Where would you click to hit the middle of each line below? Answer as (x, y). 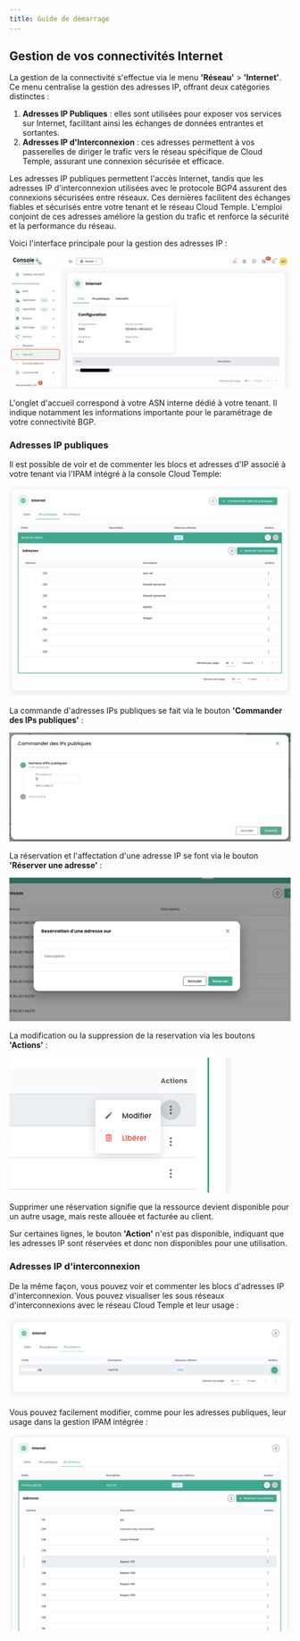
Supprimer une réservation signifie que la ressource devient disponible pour (149, 1207)
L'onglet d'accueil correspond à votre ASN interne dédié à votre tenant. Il (143, 403)
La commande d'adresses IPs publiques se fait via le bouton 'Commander (146, 711)
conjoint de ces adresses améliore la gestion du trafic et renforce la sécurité (150, 217)
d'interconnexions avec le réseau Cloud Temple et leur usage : (124, 1305)
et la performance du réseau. (63, 226)
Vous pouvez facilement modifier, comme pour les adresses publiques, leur (148, 1412)
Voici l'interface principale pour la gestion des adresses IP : (118, 243)
